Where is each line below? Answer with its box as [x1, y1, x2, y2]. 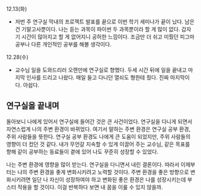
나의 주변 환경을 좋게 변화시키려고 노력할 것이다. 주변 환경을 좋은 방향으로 [17, 168, 190, 175]
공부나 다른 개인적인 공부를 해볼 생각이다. [14, 41, 112, 48]
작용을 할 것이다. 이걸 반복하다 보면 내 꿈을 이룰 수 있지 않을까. [17, 183, 163, 191]
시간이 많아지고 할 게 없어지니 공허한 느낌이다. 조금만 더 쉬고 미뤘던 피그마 [21, 33, 195, 40]
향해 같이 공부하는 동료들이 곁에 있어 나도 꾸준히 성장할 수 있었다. [6, 148, 159, 155]
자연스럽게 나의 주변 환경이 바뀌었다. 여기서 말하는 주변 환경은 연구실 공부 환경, [6, 125, 191, 133]
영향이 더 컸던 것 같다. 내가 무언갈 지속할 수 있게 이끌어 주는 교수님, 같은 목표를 [6, 141, 191, 148]
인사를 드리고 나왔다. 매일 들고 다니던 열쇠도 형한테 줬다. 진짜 [26, 74, 169, 81]
